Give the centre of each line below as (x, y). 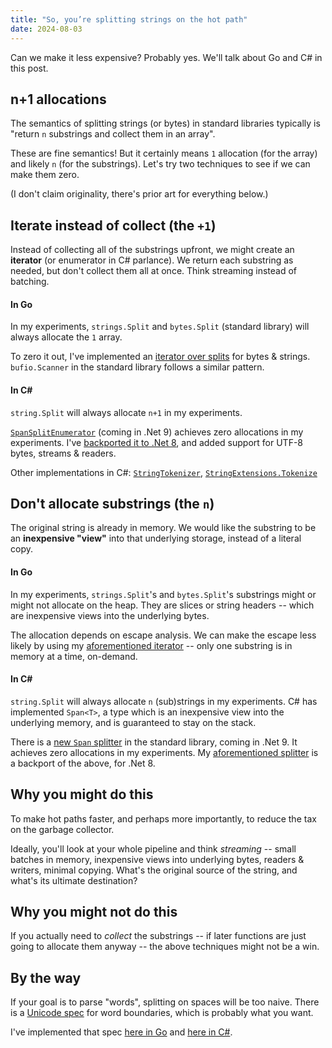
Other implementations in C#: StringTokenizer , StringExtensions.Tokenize (164, 472)
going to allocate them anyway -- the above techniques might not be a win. (165, 947)
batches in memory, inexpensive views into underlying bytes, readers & (157, 859)
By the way (46, 977)
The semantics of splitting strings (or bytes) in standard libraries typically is (165, 123)
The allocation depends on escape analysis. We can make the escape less (163, 635)
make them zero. (45, 175)
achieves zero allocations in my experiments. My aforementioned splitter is (164, 752)
